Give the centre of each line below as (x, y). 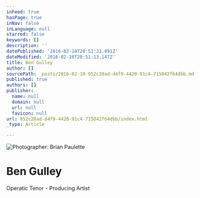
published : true (27, 79)
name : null (26, 96)
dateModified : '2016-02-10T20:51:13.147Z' (61, 57)
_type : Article (26, 125)
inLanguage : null (28, 29)
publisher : (20, 91)
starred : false (26, 35)
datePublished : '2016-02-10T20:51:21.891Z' (62, 51)
